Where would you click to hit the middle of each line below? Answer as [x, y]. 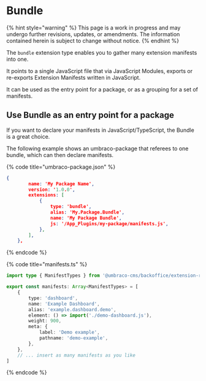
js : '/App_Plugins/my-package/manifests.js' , [109, 224]
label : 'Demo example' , [69, 333]
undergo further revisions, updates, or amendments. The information [93, 34]
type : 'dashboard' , [53, 298]
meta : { [38, 327]
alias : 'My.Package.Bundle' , [87, 212]
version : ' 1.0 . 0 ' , [52, 190]
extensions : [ [46, 195]
